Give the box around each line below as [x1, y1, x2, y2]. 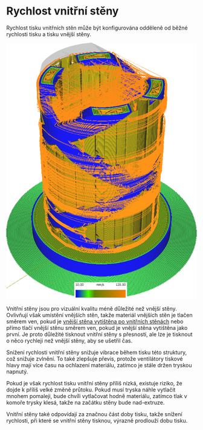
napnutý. [6, 368, 28, 375]
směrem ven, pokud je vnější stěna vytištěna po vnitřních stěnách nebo [6, 318, 184, 325]
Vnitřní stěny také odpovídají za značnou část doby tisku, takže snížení [6, 411, 182, 418]
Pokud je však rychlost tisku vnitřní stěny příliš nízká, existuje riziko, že [6, 380, 182, 387]
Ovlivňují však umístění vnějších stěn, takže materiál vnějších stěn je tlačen [6, 312, 193, 319]
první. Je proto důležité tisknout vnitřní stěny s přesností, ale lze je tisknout [6, 330, 193, 338]
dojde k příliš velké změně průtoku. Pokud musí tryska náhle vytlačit [6, 386, 176, 393]
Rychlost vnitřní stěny [6, 4, 119, 18]
